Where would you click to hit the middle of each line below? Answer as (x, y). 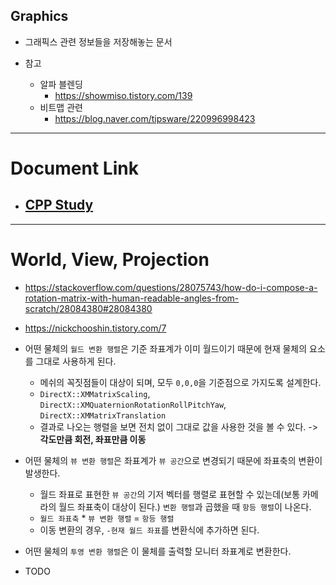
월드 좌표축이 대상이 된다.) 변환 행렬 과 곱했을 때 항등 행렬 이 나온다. (185, 506)
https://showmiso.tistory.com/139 (123, 95)
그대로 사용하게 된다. (76, 361)
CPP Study (59, 205)
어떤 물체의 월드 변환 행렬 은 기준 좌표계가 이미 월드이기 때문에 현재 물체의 (166, 348)
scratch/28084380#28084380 (88, 308)
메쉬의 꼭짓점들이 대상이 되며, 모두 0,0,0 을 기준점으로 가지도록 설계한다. (180, 382)
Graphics (39, 16)
